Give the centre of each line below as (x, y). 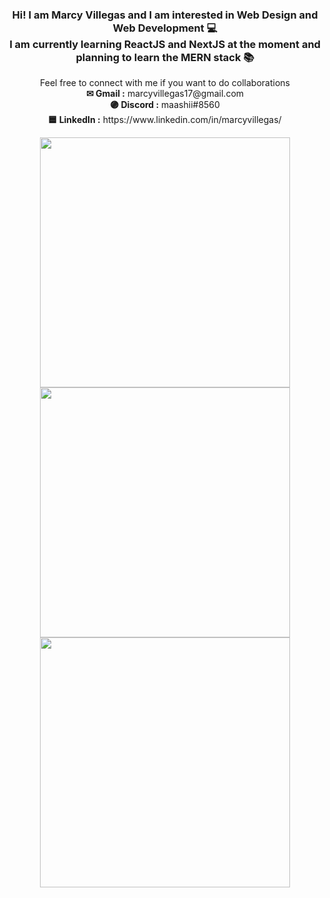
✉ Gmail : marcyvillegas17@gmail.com (165, 94)
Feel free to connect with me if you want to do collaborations (165, 83)
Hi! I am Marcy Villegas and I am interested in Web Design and (165, 15)
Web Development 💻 (165, 28)
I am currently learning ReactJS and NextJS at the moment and (165, 44)
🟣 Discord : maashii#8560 (165, 105)
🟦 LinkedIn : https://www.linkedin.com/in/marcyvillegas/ (165, 120)
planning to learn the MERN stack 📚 (165, 57)
